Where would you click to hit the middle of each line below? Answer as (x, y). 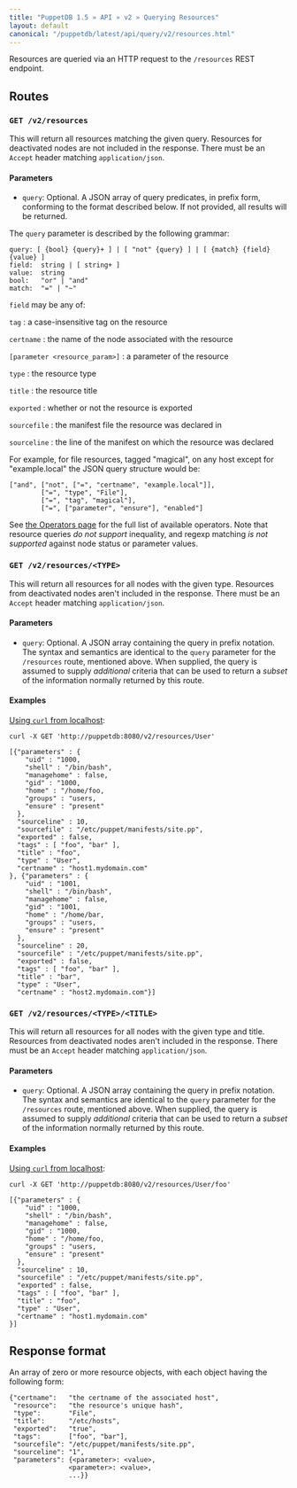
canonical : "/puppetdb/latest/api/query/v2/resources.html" (122, 34)
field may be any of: (47, 305)
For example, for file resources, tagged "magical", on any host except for (141, 460)
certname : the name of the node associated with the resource (121, 339)
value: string (37, 273)
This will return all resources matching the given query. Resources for (136, 139)
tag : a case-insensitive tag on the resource (88, 322)
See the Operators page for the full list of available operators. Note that (138, 525)
